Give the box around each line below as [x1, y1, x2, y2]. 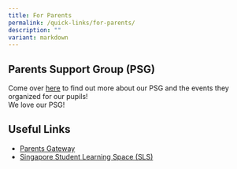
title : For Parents [8, 11, 72, 20]
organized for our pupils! [8, 92, 88, 101]
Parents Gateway [19, 143, 76, 153]
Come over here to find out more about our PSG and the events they [8, 83, 230, 93]
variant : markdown [8, 33, 69, 42]
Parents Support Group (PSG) [8, 62, 156, 75]
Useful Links [8, 123, 71, 136]
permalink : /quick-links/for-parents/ [8, 19, 135, 27]
